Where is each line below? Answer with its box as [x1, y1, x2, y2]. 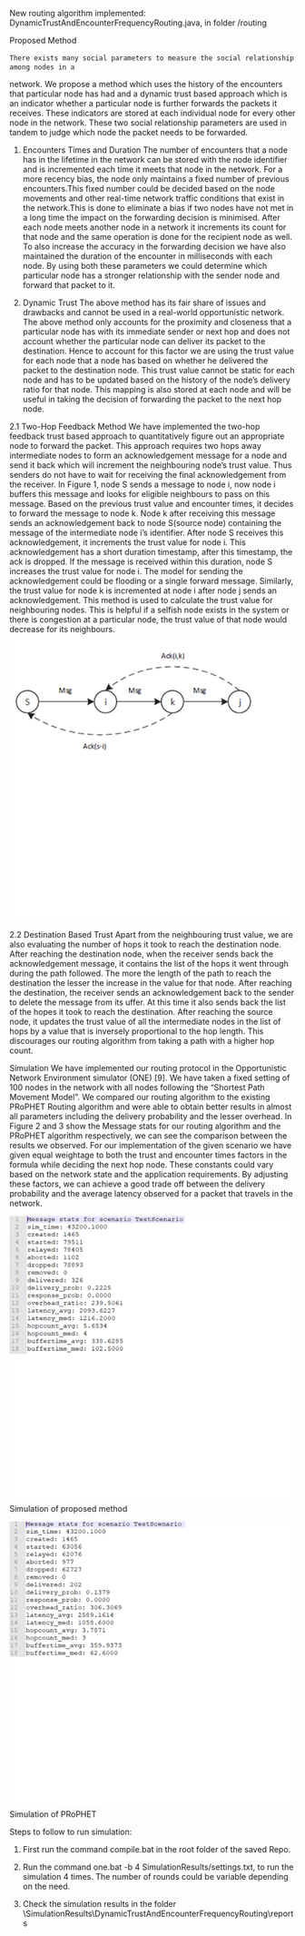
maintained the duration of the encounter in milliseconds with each [22, 251, 273, 262]
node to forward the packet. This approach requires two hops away [9, 441, 261, 451]
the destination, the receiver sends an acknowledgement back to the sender [9, 988, 295, 998]
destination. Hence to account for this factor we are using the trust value [22, 345, 295, 356]
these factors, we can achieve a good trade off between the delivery [9, 1178, 266, 1189]
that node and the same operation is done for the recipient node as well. [22, 232, 293, 242]
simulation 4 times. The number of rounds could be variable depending [22, 1871, 289, 1881]
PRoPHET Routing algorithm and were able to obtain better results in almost [9, 1101, 292, 1112]
